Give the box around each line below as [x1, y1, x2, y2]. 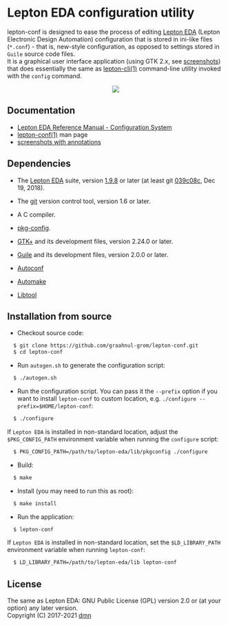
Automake [17, 277, 47, 285]
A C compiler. [17, 210, 56, 218]
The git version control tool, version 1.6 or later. [17, 197, 152, 205]
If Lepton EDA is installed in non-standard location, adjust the [7, 427, 178, 436]
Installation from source [7, 310, 112, 322]
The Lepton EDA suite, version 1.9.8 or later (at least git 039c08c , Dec [17, 176, 216, 184]
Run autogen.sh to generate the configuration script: [17, 361, 165, 370]
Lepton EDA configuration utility [7, 5, 195, 21]
